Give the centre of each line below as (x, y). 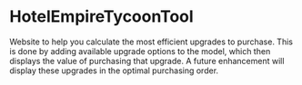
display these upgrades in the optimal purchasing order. (114, 71)
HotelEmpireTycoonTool (101, 17)
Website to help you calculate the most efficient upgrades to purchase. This (151, 42)
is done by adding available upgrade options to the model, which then (140, 51)
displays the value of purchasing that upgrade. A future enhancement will (147, 61)
